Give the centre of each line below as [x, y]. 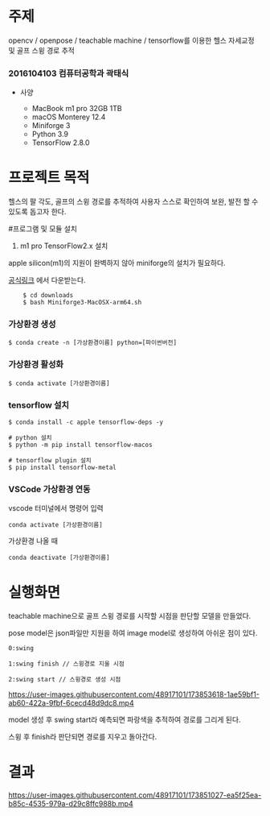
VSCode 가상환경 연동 [49, 489]
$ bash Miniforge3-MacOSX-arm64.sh [82, 303]
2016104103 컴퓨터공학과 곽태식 [69, 73]
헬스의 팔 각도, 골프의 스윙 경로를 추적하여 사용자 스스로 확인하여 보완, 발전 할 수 [133, 201]
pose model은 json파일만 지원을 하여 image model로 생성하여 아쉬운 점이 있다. [133, 633]
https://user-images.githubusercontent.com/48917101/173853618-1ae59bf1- [134, 694]
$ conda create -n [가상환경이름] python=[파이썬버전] [93, 343]
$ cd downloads [48, 296]
